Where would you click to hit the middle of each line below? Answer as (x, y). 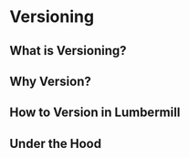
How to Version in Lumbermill (95, 113)
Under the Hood (56, 143)
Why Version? (50, 81)
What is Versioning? (68, 51)
